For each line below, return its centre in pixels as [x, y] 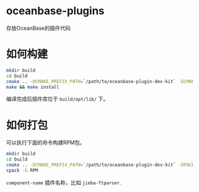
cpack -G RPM [22, 170]
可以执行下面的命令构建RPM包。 [46, 143]
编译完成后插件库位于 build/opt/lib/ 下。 [57, 99]
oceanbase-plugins [55, 11]
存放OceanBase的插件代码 [38, 28]
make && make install [33, 87]
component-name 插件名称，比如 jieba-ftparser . [64, 183]
